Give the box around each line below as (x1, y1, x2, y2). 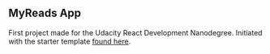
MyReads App (8, 6, 82, 20)
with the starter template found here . (8, 36, 131, 46)
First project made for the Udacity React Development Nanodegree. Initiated (8, 27, 263, 37)
